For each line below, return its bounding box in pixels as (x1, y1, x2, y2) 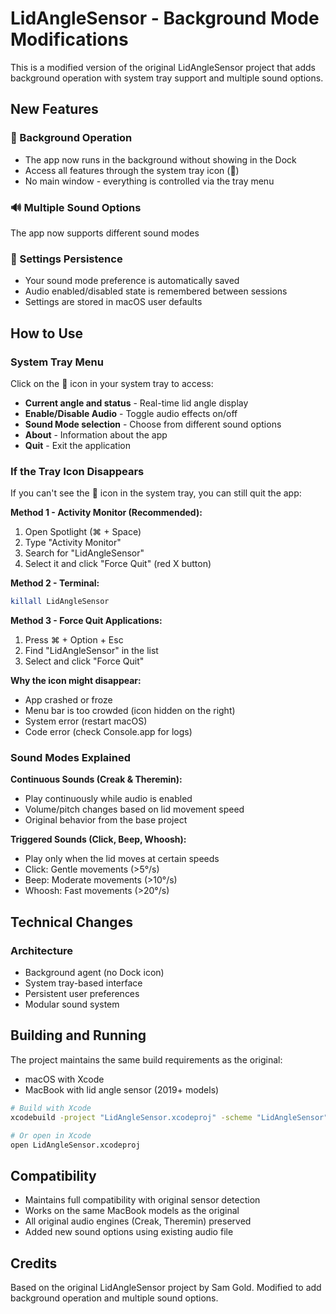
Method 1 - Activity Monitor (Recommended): (10, 507, 203, 519)
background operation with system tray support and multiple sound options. (10, 72, 324, 84)
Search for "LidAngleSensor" (24, 547, 145, 559)
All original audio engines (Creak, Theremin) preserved (24, 1215, 252, 1227)
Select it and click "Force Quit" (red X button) (24, 558, 212, 570)
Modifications (10, 28, 129, 51)
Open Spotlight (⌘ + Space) (24, 526, 142, 538)
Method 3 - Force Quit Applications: (10, 615, 163, 627)
